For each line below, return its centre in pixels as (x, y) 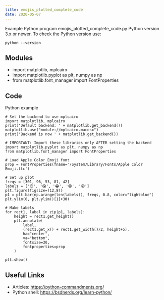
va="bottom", (36, 238)
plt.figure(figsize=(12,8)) (34, 191)
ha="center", (36, 234)
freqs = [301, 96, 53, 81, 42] (37, 182)
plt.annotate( (28, 221)
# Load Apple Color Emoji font (37, 160)
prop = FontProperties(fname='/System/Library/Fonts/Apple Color (74, 165)
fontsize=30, (36, 243)
